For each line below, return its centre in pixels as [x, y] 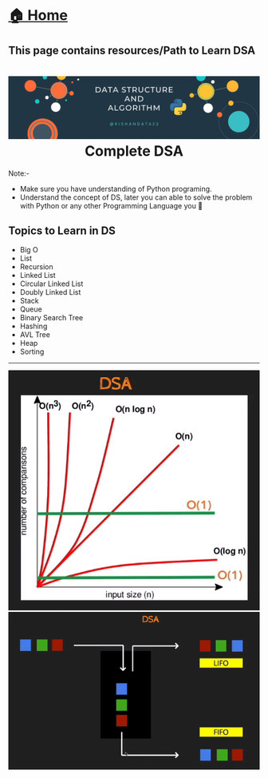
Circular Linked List [51, 284]
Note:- [19, 173]
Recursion [36, 267]
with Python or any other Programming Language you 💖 [111, 205]
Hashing [33, 326]
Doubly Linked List [50, 292]
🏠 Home [38, 16]
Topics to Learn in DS [62, 230]
